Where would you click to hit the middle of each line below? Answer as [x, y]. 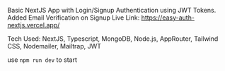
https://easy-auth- [168, 18]
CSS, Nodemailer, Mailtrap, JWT [54, 46]
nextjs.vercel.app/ [34, 25]
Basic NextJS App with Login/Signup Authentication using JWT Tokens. [112, 10]
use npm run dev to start [42, 60]
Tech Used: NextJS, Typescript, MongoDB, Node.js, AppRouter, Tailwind [113, 39]
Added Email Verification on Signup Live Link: [74, 18]
